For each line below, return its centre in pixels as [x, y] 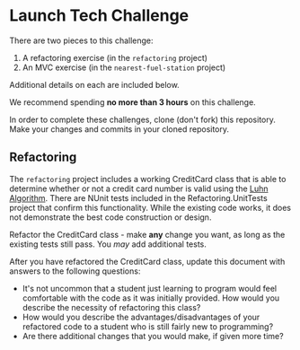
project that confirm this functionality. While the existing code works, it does [150, 207]
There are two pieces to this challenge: [82, 40]
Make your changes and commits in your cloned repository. [119, 129]
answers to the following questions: [75, 271]
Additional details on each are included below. [94, 84]
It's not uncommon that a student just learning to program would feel [149, 288]
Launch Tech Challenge [99, 16]
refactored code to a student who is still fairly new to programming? [148, 326]
